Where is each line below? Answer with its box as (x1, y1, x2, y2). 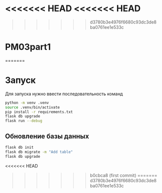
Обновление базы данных (5, 132, 89, 140)
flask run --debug (5, 118, 42, 124)
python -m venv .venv (5, 100, 49, 105)
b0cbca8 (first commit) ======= (90, 172, 158, 178)
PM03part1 (5, 42, 51, 53)
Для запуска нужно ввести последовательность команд (5, 91, 123, 97)
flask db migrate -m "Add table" (5, 150, 73, 154)
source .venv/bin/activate (5, 105, 60, 110)
